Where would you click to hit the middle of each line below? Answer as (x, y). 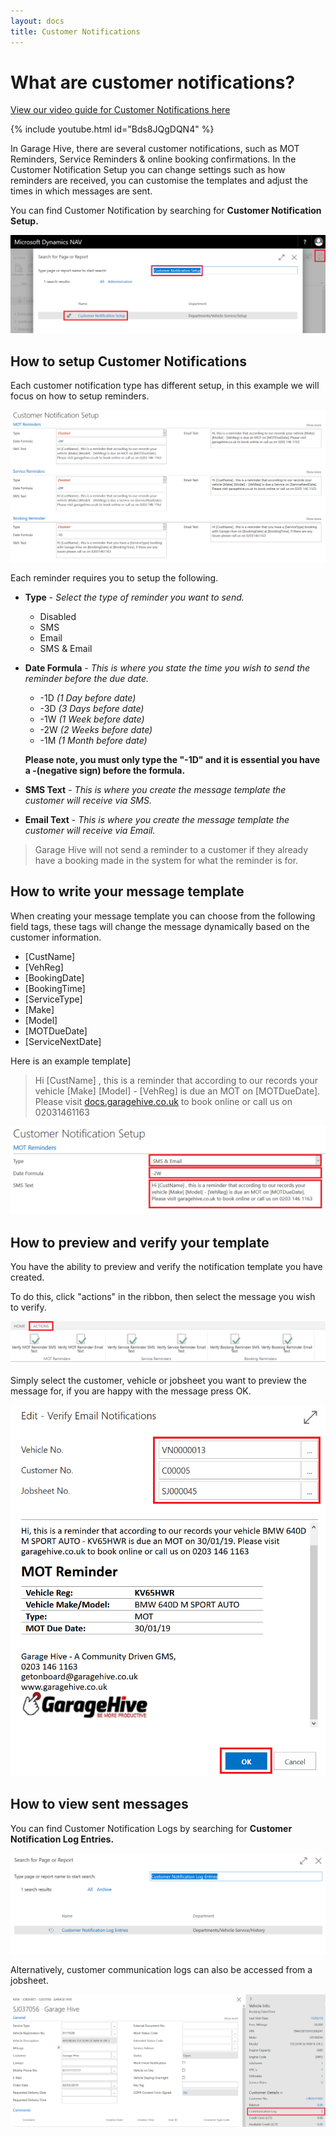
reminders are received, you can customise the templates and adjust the (159, 181)
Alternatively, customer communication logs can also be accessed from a (161, 1969)
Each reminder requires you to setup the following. (114, 577)
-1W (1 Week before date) (92, 719)
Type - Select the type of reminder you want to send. (134, 597)
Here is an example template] (71, 1061)
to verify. (28, 1307)
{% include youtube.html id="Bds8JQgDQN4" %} (112, 129)
